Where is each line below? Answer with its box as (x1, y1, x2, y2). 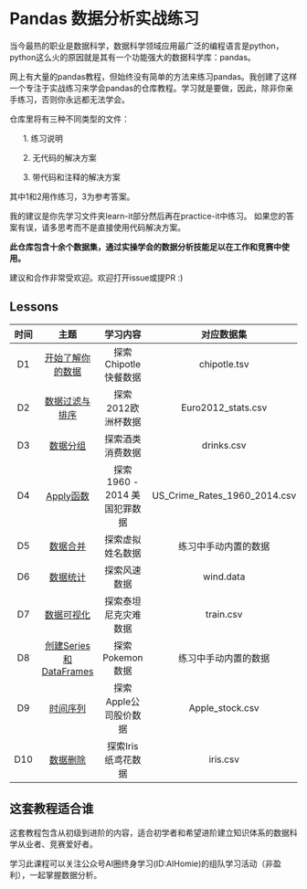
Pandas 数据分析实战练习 (9, 8, 199, 29)
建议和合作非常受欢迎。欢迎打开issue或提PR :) (9, 271, 184, 283)
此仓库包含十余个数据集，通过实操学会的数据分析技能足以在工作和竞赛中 (9, 241, 281, 252)
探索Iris (106, 739, 139, 752)
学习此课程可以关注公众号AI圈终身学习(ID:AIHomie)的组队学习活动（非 (9, 858, 274, 869)
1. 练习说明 (22, 132, 64, 143)
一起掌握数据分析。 (28, 869, 102, 880)
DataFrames (41, 664, 94, 677)
